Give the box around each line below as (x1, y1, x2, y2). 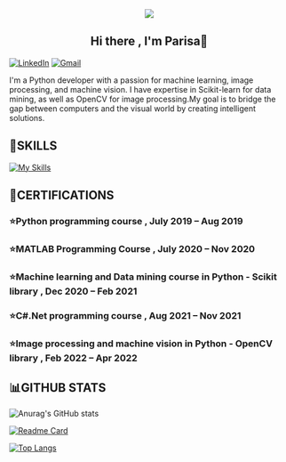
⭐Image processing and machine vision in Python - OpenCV (9, 337, 274, 350)
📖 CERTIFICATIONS (9, 188, 115, 203)
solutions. (9, 112, 45, 123)
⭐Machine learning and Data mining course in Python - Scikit (9, 271, 277, 283)
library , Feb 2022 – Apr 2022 (9, 352, 138, 364)
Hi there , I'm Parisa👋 (90, 34, 209, 49)
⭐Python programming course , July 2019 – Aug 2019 (9, 215, 243, 227)
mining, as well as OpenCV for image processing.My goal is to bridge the (9, 93, 276, 104)
